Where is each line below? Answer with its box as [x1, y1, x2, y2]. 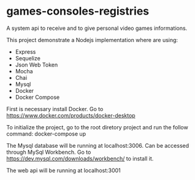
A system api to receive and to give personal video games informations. [6, 24, 188, 32]
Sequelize [15, 54, 41, 62]
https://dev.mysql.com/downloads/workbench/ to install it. [6, 154, 154, 162]
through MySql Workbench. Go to [6, 148, 91, 156]
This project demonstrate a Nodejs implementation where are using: [6, 36, 178, 43]
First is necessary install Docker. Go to [6, 105, 104, 112]
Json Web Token [15, 61, 58, 68]
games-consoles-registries [6, 4, 150, 18]
